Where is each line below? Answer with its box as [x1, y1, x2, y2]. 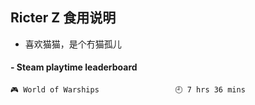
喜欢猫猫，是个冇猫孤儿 [24, 38, 122, 50]
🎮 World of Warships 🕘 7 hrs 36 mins [10, 85, 246, 95]
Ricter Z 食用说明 [10, 9, 117, 27]
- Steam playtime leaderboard [10, 61, 138, 73]
